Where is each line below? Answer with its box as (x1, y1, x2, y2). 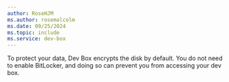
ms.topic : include (7, 29, 60, 36)
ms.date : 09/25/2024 (7, 23, 67, 29)
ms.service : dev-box (7, 36, 67, 42)
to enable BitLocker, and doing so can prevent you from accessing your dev (7, 61, 222, 70)
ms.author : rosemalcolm (7, 16, 76, 23)
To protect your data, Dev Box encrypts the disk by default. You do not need (7, 54, 223, 62)
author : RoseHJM (7, 10, 54, 17)
